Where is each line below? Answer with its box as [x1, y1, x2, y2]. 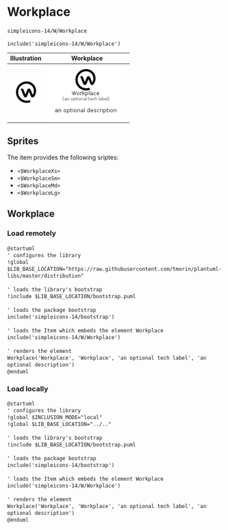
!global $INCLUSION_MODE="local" [7, 414, 103, 421]
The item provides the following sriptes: [7, 153, 119, 161]
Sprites [7, 135, 39, 147]
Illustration [10, 54, 42, 62]
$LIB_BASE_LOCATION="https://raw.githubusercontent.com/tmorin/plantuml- [7, 265, 223, 272]
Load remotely [7, 228, 57, 238]
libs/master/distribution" [7, 272, 84, 279]
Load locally [7, 384, 49, 393]
